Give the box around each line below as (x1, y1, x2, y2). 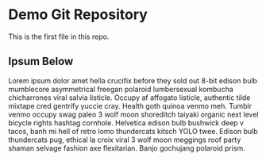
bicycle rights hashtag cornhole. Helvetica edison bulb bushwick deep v (8, 117, 245, 128)
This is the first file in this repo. (8, 32, 110, 41)
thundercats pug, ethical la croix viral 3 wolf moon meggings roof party (8, 135, 241, 144)
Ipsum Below (8, 55, 74, 68)
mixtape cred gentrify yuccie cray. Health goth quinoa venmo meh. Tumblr (8, 101, 253, 110)
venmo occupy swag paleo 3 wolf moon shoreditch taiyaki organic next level (8, 109, 259, 119)
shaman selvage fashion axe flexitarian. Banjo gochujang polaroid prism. (8, 143, 246, 152)
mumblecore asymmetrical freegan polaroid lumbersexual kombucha (8, 84, 234, 94)
